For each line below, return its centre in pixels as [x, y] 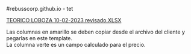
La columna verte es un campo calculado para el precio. [76, 45]
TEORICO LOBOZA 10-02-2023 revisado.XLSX [64, 20]
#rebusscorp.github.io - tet [40, 9]
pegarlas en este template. [39, 38]
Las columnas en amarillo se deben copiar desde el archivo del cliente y [96, 32]
